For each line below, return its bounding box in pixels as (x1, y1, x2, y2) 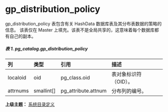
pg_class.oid (60, 74, 90, 81)
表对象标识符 (111, 70, 142, 77)
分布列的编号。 (111, 87, 147, 94)
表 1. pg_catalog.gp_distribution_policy (5, 45, 88, 51)
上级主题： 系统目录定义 (5, 101, 55, 107)
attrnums (7, 87, 29, 94)
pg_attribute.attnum (60, 87, 107, 94)
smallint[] (33, 87, 56, 94)
